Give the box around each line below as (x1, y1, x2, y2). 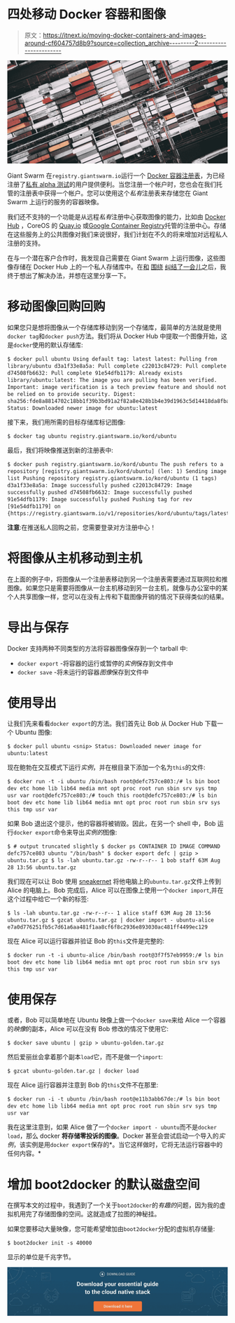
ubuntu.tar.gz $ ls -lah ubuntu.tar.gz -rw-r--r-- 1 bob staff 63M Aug (7, 857, 220, 864)
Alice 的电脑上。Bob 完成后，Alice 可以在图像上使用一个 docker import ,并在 (7, 886, 224, 895)
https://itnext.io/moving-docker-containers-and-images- (43, 31, 206, 39)
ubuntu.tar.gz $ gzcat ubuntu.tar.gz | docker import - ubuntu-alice (7, 917, 215, 924)
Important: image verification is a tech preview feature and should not (7, 383, 227, 390)
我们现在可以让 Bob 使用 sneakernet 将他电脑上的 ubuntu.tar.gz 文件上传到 (7, 877, 222, 886)
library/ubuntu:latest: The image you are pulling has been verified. (7, 376, 218, 383)
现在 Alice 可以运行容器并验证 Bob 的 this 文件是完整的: (7, 937, 165, 945)
